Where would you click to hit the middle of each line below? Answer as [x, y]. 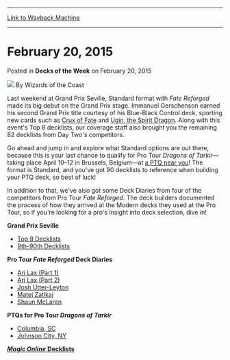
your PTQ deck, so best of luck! [52, 177]
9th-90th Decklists [43, 246]
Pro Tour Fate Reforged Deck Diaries [60, 259]
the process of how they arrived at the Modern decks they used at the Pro [112, 205]
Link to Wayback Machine [43, 17]
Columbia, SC [36, 328]
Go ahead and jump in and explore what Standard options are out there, [108, 147]
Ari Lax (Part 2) [38, 280]
